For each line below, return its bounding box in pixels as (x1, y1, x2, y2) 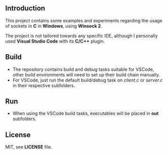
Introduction (5, 4, 46, 13)
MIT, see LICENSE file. (5, 144, 52, 150)
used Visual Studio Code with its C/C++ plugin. (5, 38, 105, 44)
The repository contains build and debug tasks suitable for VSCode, (12, 66, 154, 72)
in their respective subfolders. (12, 82, 75, 88)
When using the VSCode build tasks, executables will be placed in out (12, 110, 159, 117)
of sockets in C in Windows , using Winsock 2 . (5, 23, 102, 29)
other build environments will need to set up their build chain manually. (12, 71, 160, 77)
